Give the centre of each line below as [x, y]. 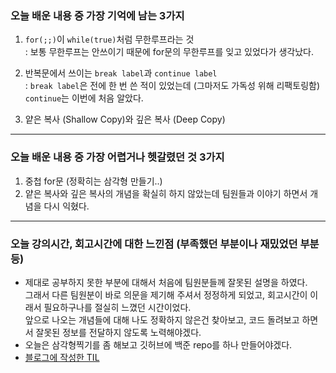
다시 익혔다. [66, 206]
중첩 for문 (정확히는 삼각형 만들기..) [93, 181]
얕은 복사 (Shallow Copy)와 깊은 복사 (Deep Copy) [125, 119]
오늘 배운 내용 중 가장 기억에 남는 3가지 [97, 15]
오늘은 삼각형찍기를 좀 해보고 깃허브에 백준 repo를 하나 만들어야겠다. [158, 344]
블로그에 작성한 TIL [62, 357]
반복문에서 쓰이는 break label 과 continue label [121, 73]
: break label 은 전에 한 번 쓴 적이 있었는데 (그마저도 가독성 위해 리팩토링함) [172, 86]
